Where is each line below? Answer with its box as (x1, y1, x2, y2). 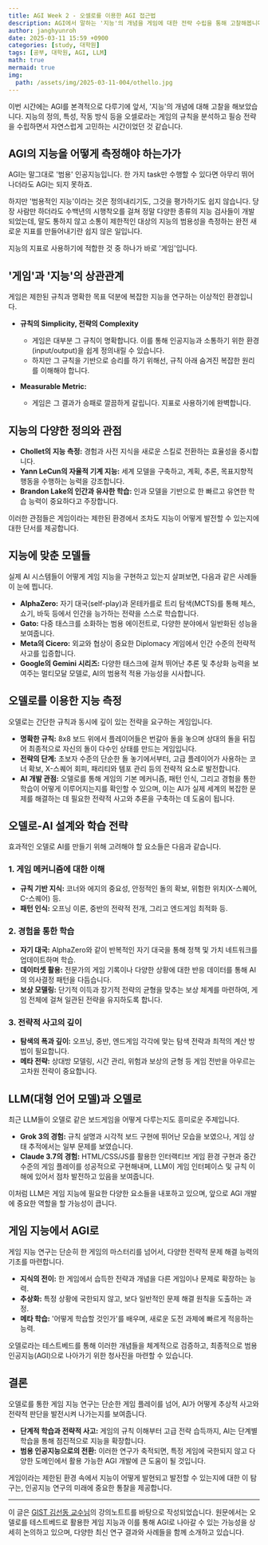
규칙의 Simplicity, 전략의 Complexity (19, 319, 139, 328)
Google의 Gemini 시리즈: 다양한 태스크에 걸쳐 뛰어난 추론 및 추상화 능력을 (19, 658, 251, 668)
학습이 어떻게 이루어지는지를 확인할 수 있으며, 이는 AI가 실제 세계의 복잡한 (19, 783, 248, 793)
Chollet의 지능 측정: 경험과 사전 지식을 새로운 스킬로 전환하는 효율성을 (19, 446, 238, 456)
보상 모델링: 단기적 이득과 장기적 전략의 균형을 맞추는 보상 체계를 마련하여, (19, 984, 250, 994)
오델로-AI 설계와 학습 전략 (8, 819, 128, 833)
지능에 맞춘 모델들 (8, 549, 91, 563)
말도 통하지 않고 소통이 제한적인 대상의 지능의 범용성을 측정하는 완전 (37, 216, 249, 226)
